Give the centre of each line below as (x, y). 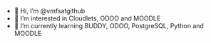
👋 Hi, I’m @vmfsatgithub (50, 11)
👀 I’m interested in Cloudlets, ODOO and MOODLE (87, 18)
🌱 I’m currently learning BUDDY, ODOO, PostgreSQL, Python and (109, 26)
